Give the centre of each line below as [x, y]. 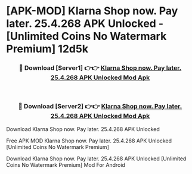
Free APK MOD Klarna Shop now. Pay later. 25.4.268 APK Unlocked [89, 141]
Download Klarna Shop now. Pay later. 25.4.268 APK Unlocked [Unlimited [96, 159]
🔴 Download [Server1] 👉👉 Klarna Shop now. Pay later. [100, 68]
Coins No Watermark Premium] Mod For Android [66, 164]
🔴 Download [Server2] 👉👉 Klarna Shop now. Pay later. [100, 107]
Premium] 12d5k [47, 49]
